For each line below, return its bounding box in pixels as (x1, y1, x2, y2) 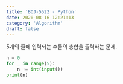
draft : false (6, 25, 39, 32)
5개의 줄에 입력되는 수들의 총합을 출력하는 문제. (6, 43, 118, 50)
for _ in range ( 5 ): (6, 61, 55, 67)
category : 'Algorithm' (6, 20, 63, 26)
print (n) (6, 72, 28, 78)
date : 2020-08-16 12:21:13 (6, 15, 74, 21)
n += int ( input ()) (17, 66, 63, 73)
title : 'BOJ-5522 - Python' (6, 8, 77, 15)
